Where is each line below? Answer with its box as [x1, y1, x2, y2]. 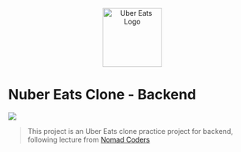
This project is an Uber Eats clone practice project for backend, [27, 126, 234, 135]
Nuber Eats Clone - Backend [8, 86, 197, 104]
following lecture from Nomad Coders [27, 135, 150, 144]
